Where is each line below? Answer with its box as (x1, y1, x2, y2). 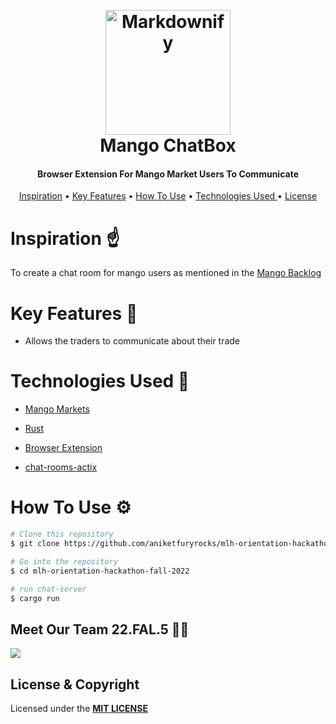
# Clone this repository (10, 529, 114, 540)
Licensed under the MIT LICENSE (10, 703, 148, 715)
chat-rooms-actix (24, 461, 98, 473)
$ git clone (10, 539, 60, 549)
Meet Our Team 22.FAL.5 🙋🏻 (10, 621, 190, 638)
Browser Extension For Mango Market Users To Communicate (37, 168, 299, 180)
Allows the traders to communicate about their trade (24, 335, 241, 347)
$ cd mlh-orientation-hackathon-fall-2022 (10, 566, 190, 576)
